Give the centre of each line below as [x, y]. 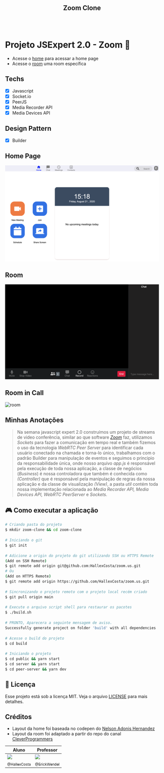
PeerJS [19, 102]
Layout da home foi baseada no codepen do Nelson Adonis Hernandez [83, 728]
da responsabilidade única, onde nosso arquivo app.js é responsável [86, 463]
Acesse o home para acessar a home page [55, 58]
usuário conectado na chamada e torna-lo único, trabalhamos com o [86, 453]
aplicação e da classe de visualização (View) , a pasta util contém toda [88, 484]
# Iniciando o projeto [28, 654]
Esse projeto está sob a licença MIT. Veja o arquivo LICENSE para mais [76, 696]
